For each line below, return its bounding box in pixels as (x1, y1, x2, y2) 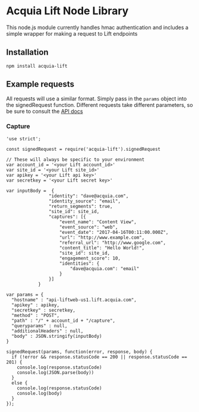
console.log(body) (17, 390, 62, 396)
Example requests (6, 79, 75, 90)
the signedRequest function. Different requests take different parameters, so (6, 101, 193, 108)
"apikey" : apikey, (11, 302, 60, 308)
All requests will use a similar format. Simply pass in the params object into (6, 95, 187, 102)
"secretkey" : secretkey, (11, 307, 76, 313)
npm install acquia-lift (6, 63, 68, 69)
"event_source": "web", (59, 224, 118, 230)
